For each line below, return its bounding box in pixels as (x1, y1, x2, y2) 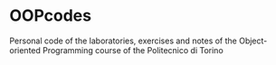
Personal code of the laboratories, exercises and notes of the (9, 35, 238, 46)
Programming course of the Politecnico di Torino (42, 44, 224, 55)
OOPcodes (9, 5, 92, 26)
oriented (9, 44, 41, 55)
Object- (238, 35, 268, 46)
